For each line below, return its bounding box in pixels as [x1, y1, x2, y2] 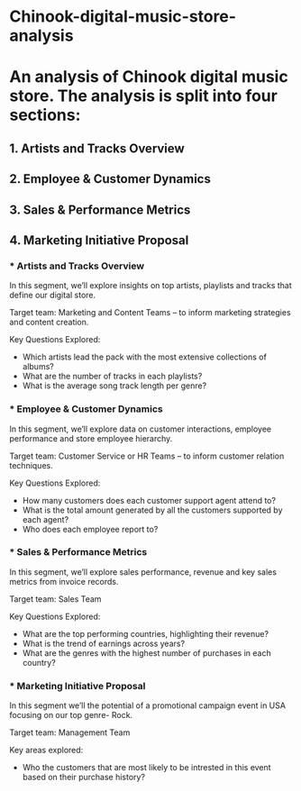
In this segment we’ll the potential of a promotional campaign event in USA [9, 700, 287, 711]
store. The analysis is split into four [9, 86, 278, 106]
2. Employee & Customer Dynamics [9, 171, 212, 186]
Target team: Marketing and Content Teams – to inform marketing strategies [9, 307, 291, 318]
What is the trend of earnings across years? [22, 638, 186, 649]
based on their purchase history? [22, 772, 146, 783]
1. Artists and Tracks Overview [9, 141, 185, 156]
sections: [9, 105, 81, 125]
